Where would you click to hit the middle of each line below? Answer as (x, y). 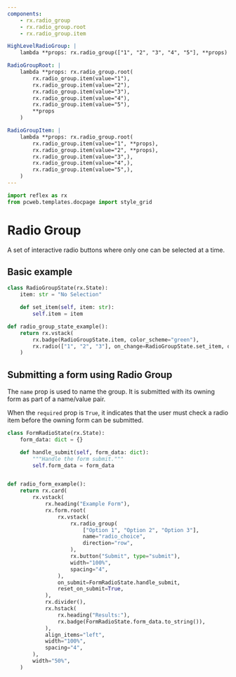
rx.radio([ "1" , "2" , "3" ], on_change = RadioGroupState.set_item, (129, 346)
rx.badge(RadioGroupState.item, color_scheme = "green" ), (116, 340)
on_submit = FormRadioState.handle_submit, (119, 582)
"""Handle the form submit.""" (78, 459)
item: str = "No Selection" (61, 295)
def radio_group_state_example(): (58, 327)
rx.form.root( (65, 510)
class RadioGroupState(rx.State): (58, 288)
